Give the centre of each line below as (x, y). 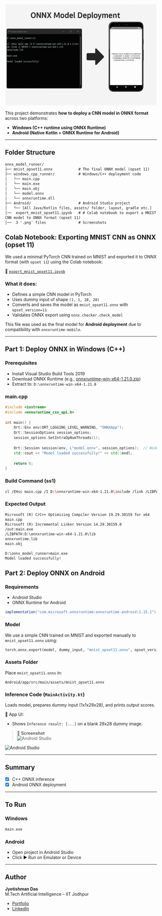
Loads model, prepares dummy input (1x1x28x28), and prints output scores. (80, 705)
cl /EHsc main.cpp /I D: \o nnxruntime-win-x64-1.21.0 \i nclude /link (74, 492)
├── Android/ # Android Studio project (68, 203)
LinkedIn (20, 908)
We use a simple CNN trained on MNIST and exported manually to (71, 635)
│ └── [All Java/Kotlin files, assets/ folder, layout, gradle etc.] (78, 208)
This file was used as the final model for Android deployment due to (73, 324)
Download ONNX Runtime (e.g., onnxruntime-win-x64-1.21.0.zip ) (76, 379)
